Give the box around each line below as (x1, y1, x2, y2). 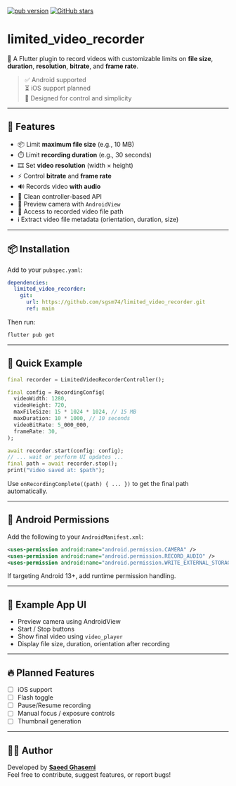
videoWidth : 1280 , (13, 395, 68, 402)
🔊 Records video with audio (17, 182, 101, 190)
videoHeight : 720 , (13, 402, 68, 409)
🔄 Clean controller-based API (17, 192, 102, 200)
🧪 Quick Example (7, 358, 83, 369)
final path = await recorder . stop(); (7, 460, 118, 467)
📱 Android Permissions (7, 513, 110, 526)
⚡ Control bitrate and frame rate (17, 171, 112, 180)
